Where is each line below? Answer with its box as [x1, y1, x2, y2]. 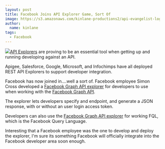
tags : [5, 30, 16, 35]
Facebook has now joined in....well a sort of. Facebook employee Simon [5, 78, 150, 84]
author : [5, 21, 21, 26]
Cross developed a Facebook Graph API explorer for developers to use [5, 83, 148, 89]
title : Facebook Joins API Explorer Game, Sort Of [5, 12, 111, 17]
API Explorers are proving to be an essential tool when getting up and [10, 49, 150, 55]
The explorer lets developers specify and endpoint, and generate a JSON [5, 98, 153, 104]
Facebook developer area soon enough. [5, 138, 86, 144]
